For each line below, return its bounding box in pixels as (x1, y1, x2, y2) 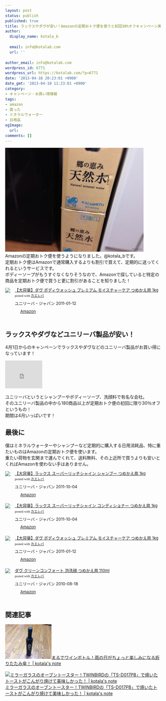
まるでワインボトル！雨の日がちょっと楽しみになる (51, 654, 156, 660)
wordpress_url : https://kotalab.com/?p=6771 (5, 71, 98, 76)
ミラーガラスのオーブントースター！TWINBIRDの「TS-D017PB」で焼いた (5, 684, 153, 690)
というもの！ (5, 406, 31, 413)
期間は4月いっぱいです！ (5, 413, 56, 419)
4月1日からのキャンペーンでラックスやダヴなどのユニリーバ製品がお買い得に (5, 344, 161, 350)
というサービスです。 (13, 265, 57, 271)
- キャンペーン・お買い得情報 (5, 92, 58, 96)
